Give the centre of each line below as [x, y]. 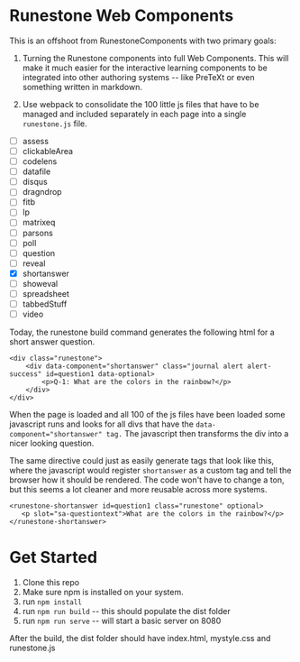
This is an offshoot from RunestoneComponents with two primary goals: [143, 41]
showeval [40, 283]
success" [26, 374]
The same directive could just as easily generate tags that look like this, [142, 461]
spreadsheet [46, 293]
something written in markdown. [82, 87]
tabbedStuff [45, 304]
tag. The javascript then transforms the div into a [197, 434]
